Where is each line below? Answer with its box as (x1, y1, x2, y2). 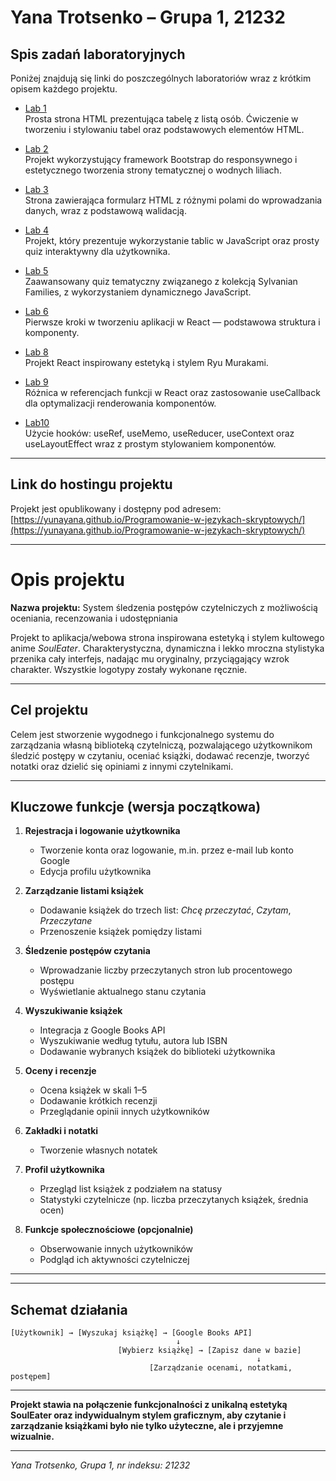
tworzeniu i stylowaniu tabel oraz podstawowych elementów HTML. (24, 124, 305, 135)
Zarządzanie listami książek (24, 885, 144, 897)
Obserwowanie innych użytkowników (39, 1243, 194, 1255)
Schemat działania (10, 1301, 128, 1318)
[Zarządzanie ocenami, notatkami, (148, 1363, 293, 1373)
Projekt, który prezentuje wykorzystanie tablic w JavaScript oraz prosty (24, 235, 320, 246)
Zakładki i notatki (24, 1125, 99, 1137)
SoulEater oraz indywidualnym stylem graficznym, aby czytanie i (10, 1409, 287, 1421)
